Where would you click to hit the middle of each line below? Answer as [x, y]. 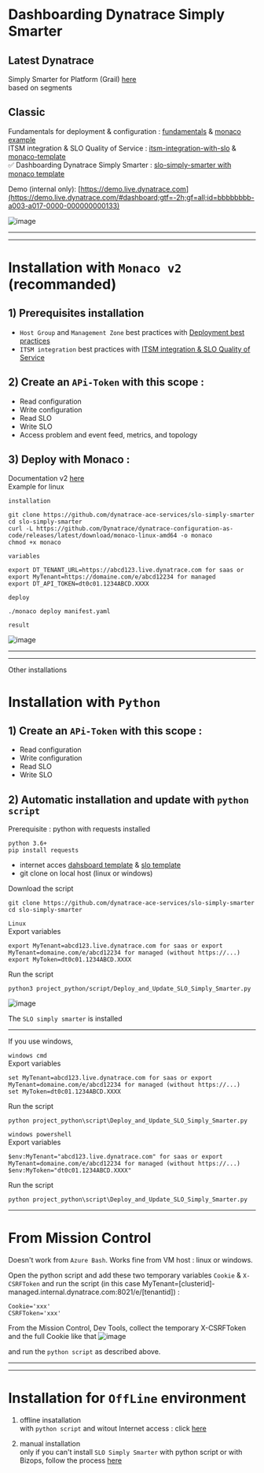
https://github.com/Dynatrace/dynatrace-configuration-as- [135, 529]
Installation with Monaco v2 [95, 268]
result [19, 625]
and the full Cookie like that [52, 1337]
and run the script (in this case [91, 1284]
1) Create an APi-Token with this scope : [105, 731]
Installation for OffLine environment [127, 1399]
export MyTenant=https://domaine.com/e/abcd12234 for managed [112, 577]
